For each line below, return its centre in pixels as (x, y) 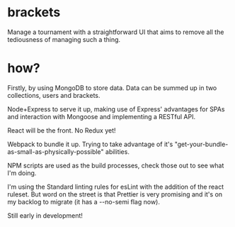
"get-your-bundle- (201, 144)
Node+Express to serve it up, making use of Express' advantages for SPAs (116, 109)
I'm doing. (22, 173)
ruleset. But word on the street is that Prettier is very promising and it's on (115, 194)
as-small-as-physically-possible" (56, 151)
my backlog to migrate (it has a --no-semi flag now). (84, 201)
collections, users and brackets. (54, 95)
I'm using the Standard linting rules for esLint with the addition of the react (116, 187)
